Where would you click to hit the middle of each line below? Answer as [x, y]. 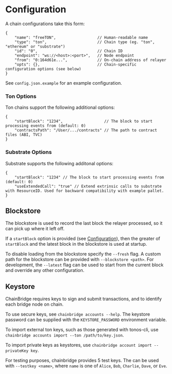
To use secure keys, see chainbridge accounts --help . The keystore [78, 314]
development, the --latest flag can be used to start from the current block [84, 265]
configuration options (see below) [43, 69]
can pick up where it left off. [35, 229]
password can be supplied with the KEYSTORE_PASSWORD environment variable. [86, 320]
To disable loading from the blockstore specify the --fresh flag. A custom [83, 254]
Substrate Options [29, 152]
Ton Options [21, 96]
